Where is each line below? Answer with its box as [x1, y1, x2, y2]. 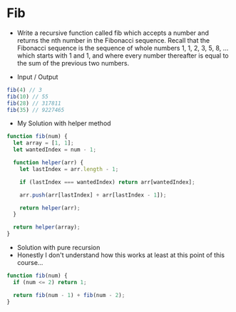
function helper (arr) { [13, 159, 83, 167]
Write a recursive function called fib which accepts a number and [16, 28, 210, 37]
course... [16, 259, 43, 267]
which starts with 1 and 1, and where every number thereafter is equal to [16, 51, 229, 60]
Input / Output [16, 73, 58, 81]
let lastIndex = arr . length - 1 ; [19, 165, 119, 172]
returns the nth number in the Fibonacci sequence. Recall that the [16, 36, 210, 44]
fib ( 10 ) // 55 [6, 93, 49, 100]
